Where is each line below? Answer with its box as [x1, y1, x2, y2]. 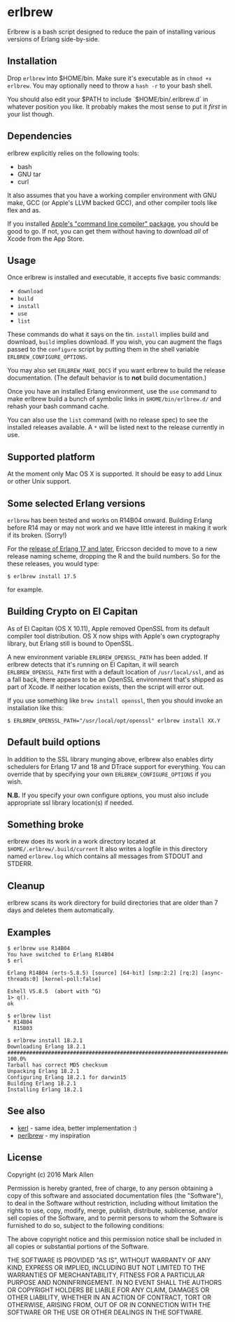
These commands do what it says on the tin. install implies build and [7, 330, 209, 339]
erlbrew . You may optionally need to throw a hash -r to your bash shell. [7, 81, 213, 90]
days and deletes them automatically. [7, 906, 115, 914]
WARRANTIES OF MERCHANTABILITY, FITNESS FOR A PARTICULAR [7, 1271, 205, 1279]
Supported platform [7, 450, 96, 463]
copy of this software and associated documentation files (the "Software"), [7, 1191, 224, 1200]
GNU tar [17, 170, 41, 178]
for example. [7, 585, 44, 594]
